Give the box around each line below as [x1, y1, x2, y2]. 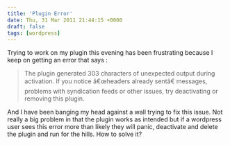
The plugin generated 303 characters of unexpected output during [24, 69, 215, 78]
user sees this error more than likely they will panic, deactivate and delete [7, 123, 219, 131]
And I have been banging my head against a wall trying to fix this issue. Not [7, 108, 223, 117]
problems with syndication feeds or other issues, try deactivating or [24, 87, 219, 96]
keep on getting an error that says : [7, 56, 108, 65]
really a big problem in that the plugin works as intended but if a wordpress [7, 115, 222, 123]
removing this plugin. [24, 94, 85, 103]
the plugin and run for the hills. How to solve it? [7, 130, 142, 139]
